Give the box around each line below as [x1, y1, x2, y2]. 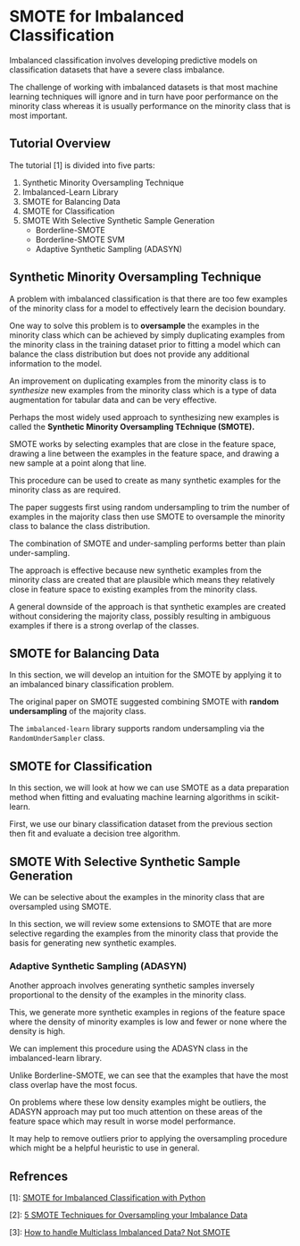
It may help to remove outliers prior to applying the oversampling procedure [9, 1133, 287, 1144]
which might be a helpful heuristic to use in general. [9, 1142, 200, 1154]
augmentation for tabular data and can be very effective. [9, 394, 217, 405]
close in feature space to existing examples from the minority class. [9, 584, 258, 594]
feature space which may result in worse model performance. [9, 1116, 237, 1127]
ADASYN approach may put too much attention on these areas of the [9, 1107, 263, 1117]
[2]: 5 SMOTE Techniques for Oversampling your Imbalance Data [9, 1209, 248, 1221]
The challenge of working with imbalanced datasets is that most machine [9, 81, 279, 92]
